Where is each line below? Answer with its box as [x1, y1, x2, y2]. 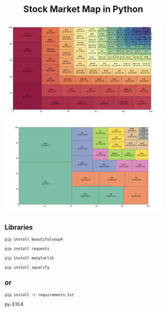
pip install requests [4, 246, 50, 251]
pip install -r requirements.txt [4, 292, 74, 298]
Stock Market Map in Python [23, 3, 144, 15]
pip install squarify [4, 265, 50, 270]
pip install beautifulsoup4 [4, 237, 63, 242]
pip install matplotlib [4, 256, 54, 261]
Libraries [4, 223, 33, 232]
